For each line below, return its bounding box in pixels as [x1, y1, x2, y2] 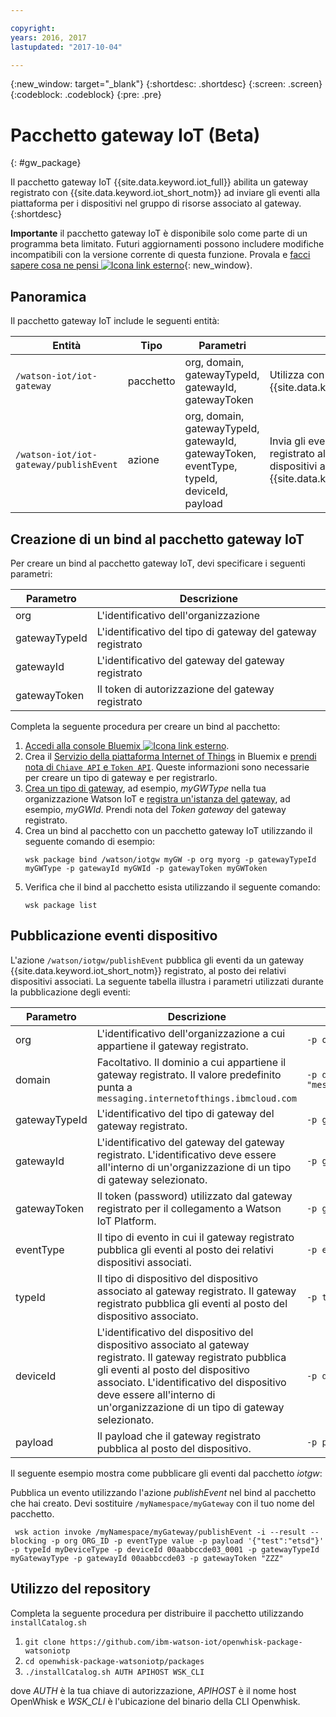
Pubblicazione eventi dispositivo [10, 927, 218, 945]
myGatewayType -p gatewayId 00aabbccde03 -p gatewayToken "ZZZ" [10, 1553, 284, 1563]
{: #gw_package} [10, 157, 82, 169]
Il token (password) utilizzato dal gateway [96, 1189, 293, 1203]
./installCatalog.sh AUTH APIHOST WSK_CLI [24, 1667, 205, 1677]
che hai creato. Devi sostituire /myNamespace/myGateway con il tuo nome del [10, 1497, 315, 1509]
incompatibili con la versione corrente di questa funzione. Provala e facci [10, 249, 311, 261]
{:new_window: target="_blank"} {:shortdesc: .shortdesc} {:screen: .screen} [10, 78, 323, 90]
